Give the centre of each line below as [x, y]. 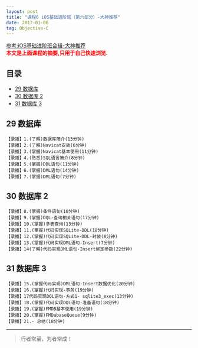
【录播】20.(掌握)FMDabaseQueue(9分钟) [52, 315]
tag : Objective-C [27, 28]
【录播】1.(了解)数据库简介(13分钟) [45, 139]
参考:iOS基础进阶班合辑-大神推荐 [46, 45]
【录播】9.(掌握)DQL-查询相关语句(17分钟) [53, 217]
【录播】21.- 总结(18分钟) [36, 321]
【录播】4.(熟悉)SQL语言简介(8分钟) [46, 158]
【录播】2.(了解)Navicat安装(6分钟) [47, 145]
